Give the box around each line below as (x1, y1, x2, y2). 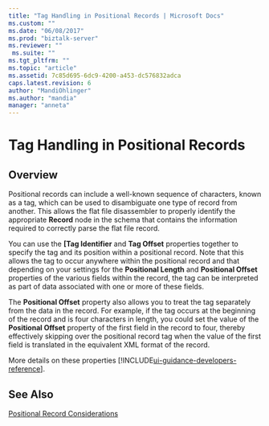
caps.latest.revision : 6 (8, 79, 92, 87)
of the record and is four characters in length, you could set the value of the (8, 314, 259, 324)
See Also (8, 387, 54, 401)
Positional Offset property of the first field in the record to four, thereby (8, 323, 246, 333)
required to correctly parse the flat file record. (8, 223, 161, 233)
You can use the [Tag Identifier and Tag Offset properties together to (8, 239, 239, 249)
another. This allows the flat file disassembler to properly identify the (8, 207, 235, 216)
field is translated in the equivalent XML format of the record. (8, 340, 210, 350)
